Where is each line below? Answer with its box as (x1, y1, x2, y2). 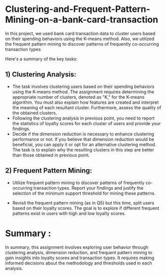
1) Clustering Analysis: (5, 70, 77, 79)
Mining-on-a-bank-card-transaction (5, 14, 159, 25)
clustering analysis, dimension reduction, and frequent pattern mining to (5, 249, 153, 255)
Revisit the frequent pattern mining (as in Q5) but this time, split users (12, 200, 155, 206)
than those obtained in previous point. (12, 152, 90, 158)
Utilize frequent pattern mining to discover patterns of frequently (12, 180, 145, 186)
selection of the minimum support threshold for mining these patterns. (12, 190, 156, 196)
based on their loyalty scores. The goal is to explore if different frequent (12, 205, 160, 211)
